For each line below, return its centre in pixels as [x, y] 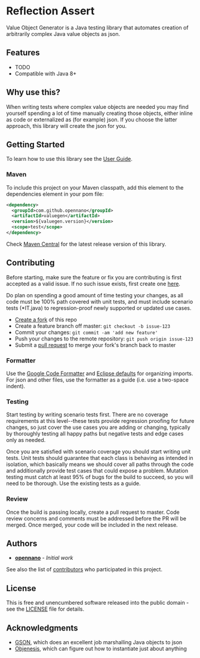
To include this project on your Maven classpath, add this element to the [95, 187]
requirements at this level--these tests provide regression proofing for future [100, 421]
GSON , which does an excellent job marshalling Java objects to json [99, 642]
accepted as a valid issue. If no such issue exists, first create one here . [93, 284]
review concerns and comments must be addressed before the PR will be [96, 518]
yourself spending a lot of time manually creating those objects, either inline [99, 113]
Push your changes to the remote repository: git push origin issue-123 [104, 339]
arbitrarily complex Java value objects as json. [63, 33]
